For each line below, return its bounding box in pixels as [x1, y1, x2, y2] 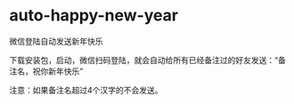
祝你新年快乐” [32, 66, 84, 76]
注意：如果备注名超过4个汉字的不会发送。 [9, 84, 163, 95]
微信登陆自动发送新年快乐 [9, 36, 103, 46]
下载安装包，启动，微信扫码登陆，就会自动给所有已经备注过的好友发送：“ [9, 54, 279, 65]
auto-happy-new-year [9, 5, 178, 26]
